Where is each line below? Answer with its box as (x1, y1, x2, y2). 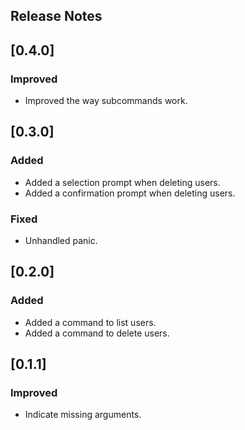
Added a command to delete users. (24, 327, 170, 339)
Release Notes (10, 8, 103, 25)
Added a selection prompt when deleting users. (24, 176, 221, 188)
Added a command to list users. (24, 316, 157, 328)
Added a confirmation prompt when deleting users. (24, 187, 236, 199)
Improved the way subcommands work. (24, 95, 188, 107)
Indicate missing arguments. (24, 409, 142, 421)
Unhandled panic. (24, 235, 98, 247)
